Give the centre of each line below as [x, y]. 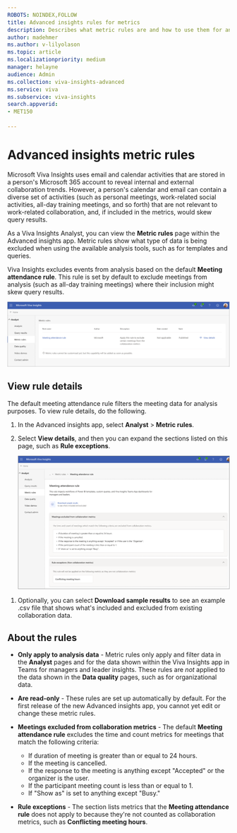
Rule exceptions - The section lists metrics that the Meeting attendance [123, 807]
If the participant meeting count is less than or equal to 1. [111, 786]
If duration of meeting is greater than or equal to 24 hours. [113, 756]
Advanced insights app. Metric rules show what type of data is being [107, 241]
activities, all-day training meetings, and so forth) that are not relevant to [113, 204]
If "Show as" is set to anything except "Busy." [94, 793]
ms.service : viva [33, 89]
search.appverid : [33, 104]
